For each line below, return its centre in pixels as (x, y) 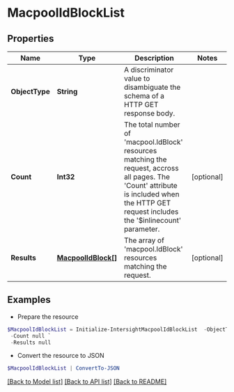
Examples (29, 300)
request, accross (151, 168)
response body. (150, 113)
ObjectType (30, 92)
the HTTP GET (148, 203)
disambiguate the (153, 87)
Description (154, 58)
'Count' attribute (151, 186)
